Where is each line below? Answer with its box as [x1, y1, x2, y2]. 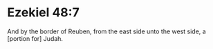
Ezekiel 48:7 [7, 5, 80, 20]
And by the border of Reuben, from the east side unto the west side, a [7, 27, 206, 35]
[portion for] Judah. [7, 34, 64, 42]
